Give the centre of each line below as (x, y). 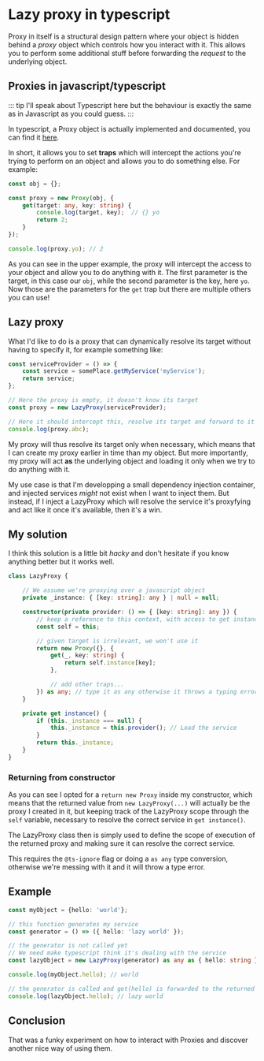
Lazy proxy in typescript (89, 15)
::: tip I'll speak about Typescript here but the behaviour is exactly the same (130, 105)
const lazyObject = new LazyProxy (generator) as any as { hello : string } (133, 960)
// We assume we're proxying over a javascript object (114, 590)
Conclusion (37, 1021)
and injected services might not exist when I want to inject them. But (119, 493)
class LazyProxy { (38, 576)
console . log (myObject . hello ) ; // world (73, 975)
